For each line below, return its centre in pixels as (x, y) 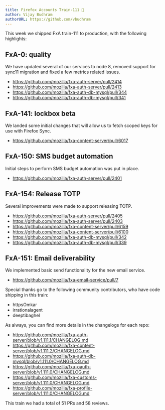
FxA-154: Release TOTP (43, 194)
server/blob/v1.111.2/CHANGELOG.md (51, 351)
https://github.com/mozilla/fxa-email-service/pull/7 (65, 280)
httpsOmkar (25, 305)
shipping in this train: (27, 295)
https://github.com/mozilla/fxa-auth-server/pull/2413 (67, 87)
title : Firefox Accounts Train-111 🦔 (45, 10)
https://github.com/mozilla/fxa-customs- (54, 377)
